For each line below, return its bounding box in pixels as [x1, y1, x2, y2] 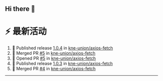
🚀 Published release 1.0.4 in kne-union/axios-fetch [12, 45, 113, 51]
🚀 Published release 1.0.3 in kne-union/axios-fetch [12, 61, 113, 66]
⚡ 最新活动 [5, 26, 47, 37]
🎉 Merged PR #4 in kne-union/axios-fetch [12, 66, 96, 72]
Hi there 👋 [5, 5, 35, 13]
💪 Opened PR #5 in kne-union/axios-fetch [12, 55, 96, 61]
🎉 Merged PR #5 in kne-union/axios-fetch [12, 50, 96, 56]
